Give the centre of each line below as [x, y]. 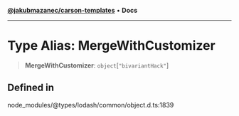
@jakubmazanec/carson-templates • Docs [73, 10]
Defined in [31, 88]
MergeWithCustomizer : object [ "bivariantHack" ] [97, 65]
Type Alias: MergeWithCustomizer [111, 46]
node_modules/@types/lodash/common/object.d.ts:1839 [91, 105]
